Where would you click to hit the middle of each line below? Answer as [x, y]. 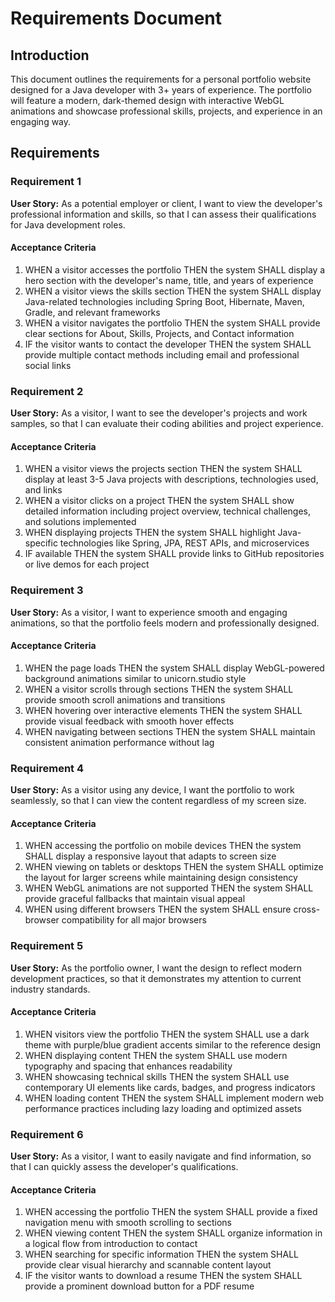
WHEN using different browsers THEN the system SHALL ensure [158, 909]
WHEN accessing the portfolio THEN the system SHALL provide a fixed [171, 1212]
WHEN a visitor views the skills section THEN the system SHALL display [173, 291]
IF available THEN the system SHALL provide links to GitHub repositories [174, 554]
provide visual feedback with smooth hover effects [129, 721]
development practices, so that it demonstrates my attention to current [156, 978]
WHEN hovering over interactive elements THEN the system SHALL [163, 710]
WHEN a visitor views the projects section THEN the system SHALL [163, 469]
